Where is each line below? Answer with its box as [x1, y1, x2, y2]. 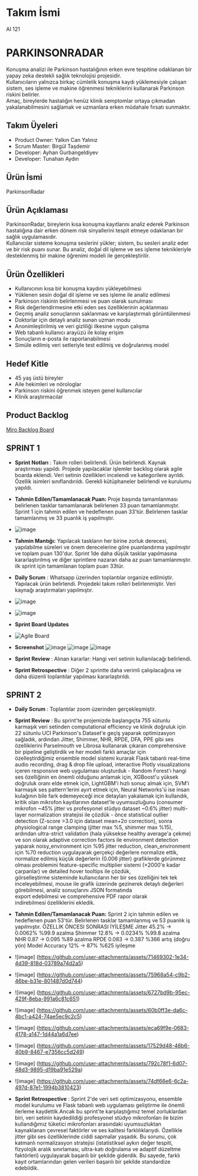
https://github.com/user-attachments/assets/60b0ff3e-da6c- [38, 1007, 188, 1014]
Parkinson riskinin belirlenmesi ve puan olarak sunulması [14, 297, 153, 304]
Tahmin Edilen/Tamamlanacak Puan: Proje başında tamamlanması [14, 495, 178, 503]
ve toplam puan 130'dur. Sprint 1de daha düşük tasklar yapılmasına [14, 550, 177, 557]
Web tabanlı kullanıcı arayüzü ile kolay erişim [14, 329, 124, 336]
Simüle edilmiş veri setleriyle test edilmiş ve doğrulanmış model [14, 342, 170, 349]
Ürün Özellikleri [6, 269, 65, 279]
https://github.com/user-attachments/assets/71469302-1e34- [38, 954, 189, 961]
